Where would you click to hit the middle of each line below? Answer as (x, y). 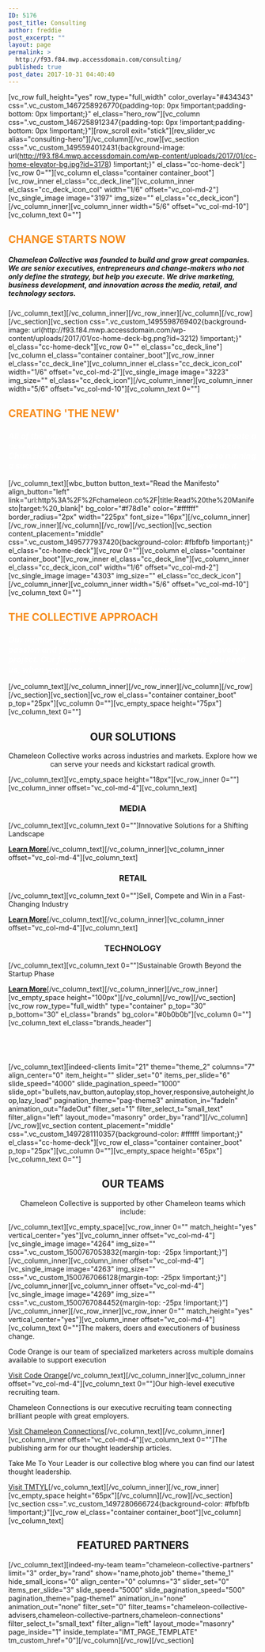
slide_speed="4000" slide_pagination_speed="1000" (94, 1083)
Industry (55, 904)
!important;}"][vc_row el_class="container (76, 1512)
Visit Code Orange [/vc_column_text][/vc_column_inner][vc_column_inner (127, 1375)
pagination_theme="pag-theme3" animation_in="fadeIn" (146, 1100)
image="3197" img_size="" (110, 198)
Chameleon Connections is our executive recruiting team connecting (120, 1407)
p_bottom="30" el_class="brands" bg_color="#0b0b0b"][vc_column (120, 1014)
